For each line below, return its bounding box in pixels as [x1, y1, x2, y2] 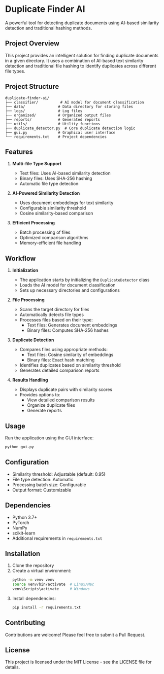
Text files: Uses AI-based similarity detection [19, 170, 111, 176]
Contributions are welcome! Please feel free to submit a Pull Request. [5, 632, 146, 638]
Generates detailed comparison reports [19, 367, 99, 373]
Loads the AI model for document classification [19, 282, 116, 288]
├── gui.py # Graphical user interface [5, 130, 116, 135]
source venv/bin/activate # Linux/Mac [12, 582, 95, 587]
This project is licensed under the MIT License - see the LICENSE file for [5, 659, 152, 665]
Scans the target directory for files [19, 307, 90, 313]
